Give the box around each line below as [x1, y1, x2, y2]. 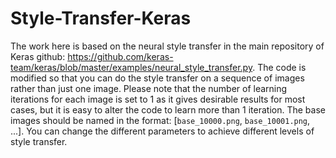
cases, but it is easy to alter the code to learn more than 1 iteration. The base [10, 103, 326, 116]
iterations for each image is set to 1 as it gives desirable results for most [10, 93, 306, 105]
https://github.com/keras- [67, 50, 174, 62]
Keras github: [10, 50, 66, 62]
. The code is [252, 61, 307, 73]
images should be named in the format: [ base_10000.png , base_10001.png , [10, 114, 311, 126]
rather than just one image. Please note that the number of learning [10, 82, 288, 94]
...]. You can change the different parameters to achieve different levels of [10, 125, 315, 137]
